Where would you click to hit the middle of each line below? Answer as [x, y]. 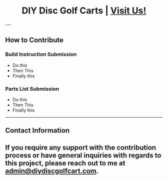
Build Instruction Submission [41, 54]
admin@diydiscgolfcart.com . [52, 171]
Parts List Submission [32, 89]
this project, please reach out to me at [65, 163]
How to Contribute [34, 40]
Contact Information [37, 130]
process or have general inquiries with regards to [83, 155]
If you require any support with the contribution [81, 147]
